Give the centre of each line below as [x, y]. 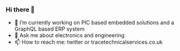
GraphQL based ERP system [49, 29]
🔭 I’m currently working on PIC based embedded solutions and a [94, 23]
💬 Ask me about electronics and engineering [69, 35]
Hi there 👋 [20, 10]
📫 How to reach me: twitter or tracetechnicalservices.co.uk [88, 42]
